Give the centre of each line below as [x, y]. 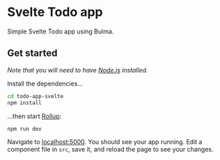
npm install [24, 103]
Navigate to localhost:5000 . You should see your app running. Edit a [105, 142]
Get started [32, 53]
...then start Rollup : [34, 116]
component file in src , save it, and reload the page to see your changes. [110, 150]
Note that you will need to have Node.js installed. [78, 70]
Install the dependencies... [45, 83]
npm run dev [24, 129]
